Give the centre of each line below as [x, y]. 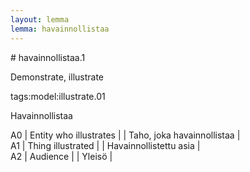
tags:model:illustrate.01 [58, 96]
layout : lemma [40, 19]
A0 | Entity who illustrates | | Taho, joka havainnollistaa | [125, 135]
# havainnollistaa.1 [48, 57]
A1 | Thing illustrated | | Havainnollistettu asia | [105, 145]
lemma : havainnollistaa [60, 29]
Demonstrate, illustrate [57, 77]
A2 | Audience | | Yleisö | [61, 156]
